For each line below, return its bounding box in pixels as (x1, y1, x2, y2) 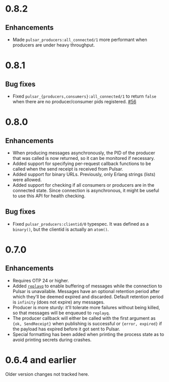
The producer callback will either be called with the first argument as (12, 315, 156, 321)
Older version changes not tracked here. (5, 371, 89, 377)
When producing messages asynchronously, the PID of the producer (12, 150, 155, 156)
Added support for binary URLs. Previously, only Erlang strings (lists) (12, 172, 155, 177)
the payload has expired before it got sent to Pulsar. (12, 326, 120, 332)
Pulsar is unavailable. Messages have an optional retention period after (12, 288, 160, 294)
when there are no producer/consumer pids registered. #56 (12, 99, 137, 104)
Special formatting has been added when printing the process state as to (12, 331, 164, 337)
